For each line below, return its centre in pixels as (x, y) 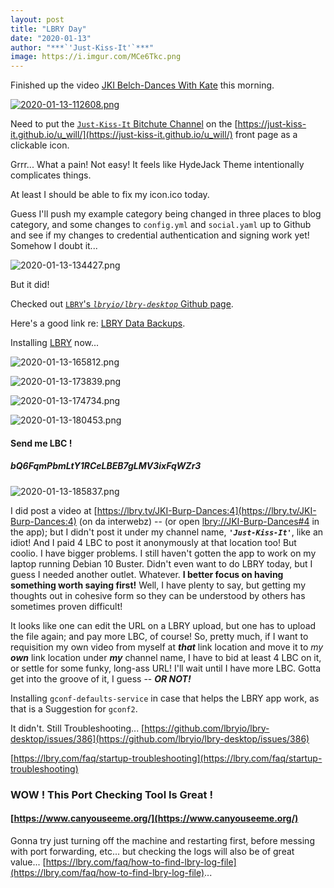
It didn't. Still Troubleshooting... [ (77, 728)
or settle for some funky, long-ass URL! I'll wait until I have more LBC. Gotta (166, 668)
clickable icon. (40, 145)
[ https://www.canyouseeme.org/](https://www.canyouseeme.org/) (154, 818)
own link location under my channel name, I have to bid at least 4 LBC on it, (166, 657)
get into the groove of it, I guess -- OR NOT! (101, 678)
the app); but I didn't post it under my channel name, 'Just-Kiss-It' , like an (167, 532)
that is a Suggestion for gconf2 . (74, 708)
